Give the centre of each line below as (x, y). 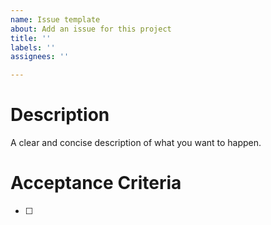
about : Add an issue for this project (91, 29)
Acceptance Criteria (96, 183)
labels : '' (33, 47)
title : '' (31, 38)
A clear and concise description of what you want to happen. (136, 143)
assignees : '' (40, 57)
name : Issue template (55, 19)
